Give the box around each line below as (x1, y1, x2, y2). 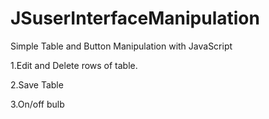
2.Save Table (10, 78, 64, 91)
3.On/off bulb (10, 98, 65, 110)
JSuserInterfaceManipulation (10, 7, 260, 30)
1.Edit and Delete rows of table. (10, 59, 138, 71)
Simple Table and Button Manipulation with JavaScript (10, 40, 233, 52)
